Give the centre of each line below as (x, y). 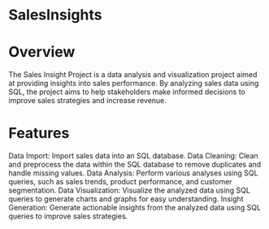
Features (39, 134)
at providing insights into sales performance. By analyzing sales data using (134, 84)
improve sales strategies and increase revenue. (87, 101)
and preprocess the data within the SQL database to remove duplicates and (135, 165)
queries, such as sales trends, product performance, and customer (121, 182)
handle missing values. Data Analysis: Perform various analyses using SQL (133, 173)
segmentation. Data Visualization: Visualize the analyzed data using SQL (129, 190)
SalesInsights (55, 15)
